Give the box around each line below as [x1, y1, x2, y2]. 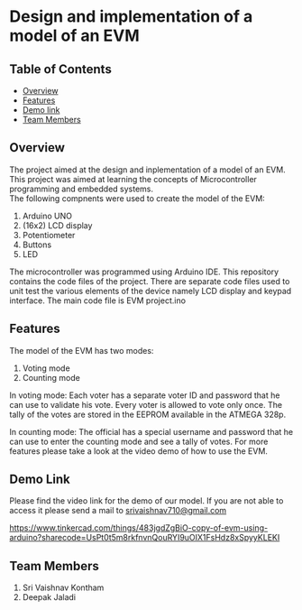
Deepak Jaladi [22, 592, 77, 603]
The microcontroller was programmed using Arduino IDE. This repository [9, 266, 279, 277]
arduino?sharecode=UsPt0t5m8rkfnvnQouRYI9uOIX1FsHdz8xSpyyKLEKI [9, 532, 280, 543]
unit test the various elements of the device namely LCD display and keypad [9, 285, 292, 296]
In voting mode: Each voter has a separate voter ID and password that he [9, 390, 280, 401]
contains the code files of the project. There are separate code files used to [9, 275, 290, 286]
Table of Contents [9, 61, 113, 77]
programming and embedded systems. [9, 183, 153, 194]
